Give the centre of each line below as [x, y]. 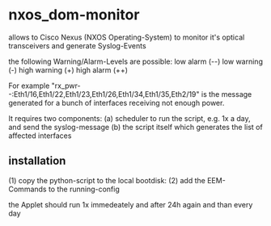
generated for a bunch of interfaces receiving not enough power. [116, 103]
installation [37, 161]
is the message [227, 94]
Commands [28, 189]
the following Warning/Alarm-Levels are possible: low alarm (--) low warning [135, 61]
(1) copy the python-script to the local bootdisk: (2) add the [107, 180]
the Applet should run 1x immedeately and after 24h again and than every [131, 204]
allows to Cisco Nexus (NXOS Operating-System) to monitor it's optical [127, 37]
